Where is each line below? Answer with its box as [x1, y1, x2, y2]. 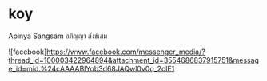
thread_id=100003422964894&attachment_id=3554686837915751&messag [8, 55, 260, 64]
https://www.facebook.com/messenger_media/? [46, 47, 205, 56]
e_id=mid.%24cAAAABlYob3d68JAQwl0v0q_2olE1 [8, 64, 175, 73]
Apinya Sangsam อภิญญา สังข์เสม [8, 31, 108, 40]
